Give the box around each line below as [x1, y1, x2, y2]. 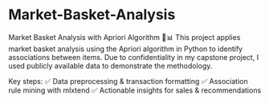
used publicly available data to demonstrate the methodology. [8, 61, 213, 70]
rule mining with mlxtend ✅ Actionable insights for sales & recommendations [8, 85, 262, 95]
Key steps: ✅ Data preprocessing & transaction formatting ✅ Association [8, 76, 248, 85]
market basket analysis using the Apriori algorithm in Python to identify [8, 44, 243, 53]
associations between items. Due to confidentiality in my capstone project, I [8, 52, 259, 61]
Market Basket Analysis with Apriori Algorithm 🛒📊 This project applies [8, 32, 241, 42]
